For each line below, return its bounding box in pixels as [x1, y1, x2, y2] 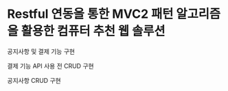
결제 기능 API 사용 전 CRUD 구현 [7, 62, 94, 70]
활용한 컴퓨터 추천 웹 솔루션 [21, 23, 166, 39]
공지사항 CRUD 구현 [7, 76, 61, 84]
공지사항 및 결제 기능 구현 [7, 47, 76, 55]
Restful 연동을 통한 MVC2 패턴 [7, 6, 174, 22]
